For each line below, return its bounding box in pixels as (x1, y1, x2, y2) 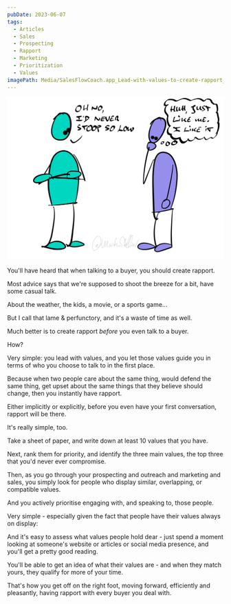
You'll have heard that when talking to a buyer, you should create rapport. (7, 266, 215, 274)
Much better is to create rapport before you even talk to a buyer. (7, 328, 189, 335)
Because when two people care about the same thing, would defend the (7, 374, 212, 383)
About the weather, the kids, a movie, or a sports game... (7, 301, 168, 308)
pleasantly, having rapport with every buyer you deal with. (7, 589, 172, 596)
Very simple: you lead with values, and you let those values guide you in (7, 354, 211, 362)
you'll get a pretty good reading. (7, 547, 98, 555)
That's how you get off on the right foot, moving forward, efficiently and (7, 581, 211, 590)
